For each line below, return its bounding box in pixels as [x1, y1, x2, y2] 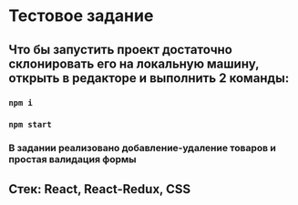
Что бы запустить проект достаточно [8, 42, 233, 57]
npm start [8, 119, 52, 130]
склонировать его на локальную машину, [8, 56, 260, 71]
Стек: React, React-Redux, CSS [8, 181, 191, 197]
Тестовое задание [8, 5, 154, 26]
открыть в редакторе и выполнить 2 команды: [8, 70, 290, 86]
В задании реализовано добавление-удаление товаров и [8, 142, 277, 155]
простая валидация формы [8, 153, 138, 166]
